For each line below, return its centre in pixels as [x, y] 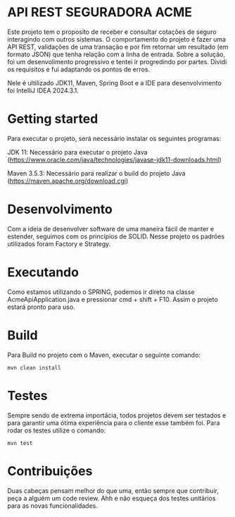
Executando [43, 272]
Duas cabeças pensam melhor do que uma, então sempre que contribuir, [113, 490]
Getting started [53, 119]
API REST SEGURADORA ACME [100, 12]
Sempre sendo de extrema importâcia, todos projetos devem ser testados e [117, 415]
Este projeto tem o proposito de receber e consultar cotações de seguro [112, 32]
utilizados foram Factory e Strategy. [59, 243]
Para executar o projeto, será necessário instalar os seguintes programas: [114, 138]
